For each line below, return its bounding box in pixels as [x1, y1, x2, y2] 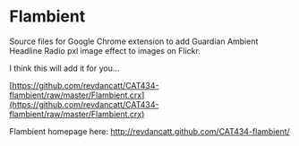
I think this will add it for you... [9, 63, 120, 73]
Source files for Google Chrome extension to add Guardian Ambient [9, 36, 259, 47]
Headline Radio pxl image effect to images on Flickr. [9, 45, 201, 56]
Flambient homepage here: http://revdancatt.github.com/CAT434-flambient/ [9, 125, 291, 136]
